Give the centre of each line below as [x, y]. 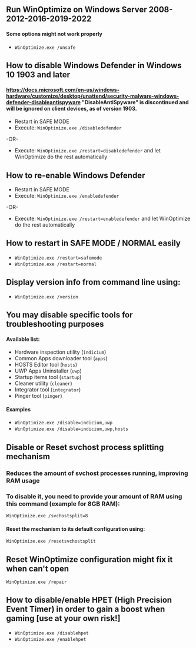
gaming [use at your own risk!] [63, 618]
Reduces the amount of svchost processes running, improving [97, 473]
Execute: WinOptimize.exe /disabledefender [68, 128]
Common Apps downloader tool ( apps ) [61, 358]
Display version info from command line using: [93, 282]
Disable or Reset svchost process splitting [85, 447]
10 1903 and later [38, 74]
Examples [19, 409]
